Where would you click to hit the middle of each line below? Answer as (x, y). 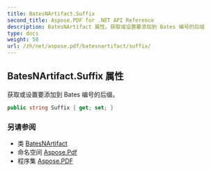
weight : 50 (23, 40)
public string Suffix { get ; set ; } (60, 108)
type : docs (23, 33)
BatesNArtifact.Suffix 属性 (66, 77)
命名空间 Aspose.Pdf (47, 152)
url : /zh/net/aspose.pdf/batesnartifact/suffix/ (79, 46)
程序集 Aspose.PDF (45, 161)
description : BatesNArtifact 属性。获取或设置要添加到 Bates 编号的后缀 (106, 27)
